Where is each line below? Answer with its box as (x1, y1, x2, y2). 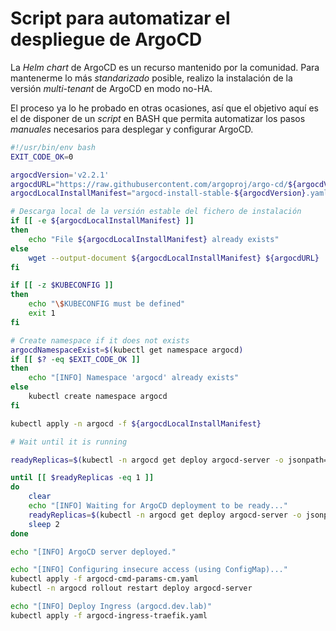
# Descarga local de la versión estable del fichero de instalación (10, 207, 302, 217)
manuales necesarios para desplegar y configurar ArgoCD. (10, 123, 254, 135)
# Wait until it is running (10, 437, 128, 447)
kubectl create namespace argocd (28, 392, 168, 402)
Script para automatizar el (10, 7, 231, 30)
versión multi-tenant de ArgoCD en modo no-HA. (10, 82, 213, 94)
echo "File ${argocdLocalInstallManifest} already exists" (28, 234, 280, 244)
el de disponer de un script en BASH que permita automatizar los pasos (10, 112, 306, 124)
